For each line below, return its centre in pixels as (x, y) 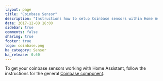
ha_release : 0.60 (23, 55)
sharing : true (19, 37)
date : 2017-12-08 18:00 (29, 23)
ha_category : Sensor (26, 50)
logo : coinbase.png (25, 46)
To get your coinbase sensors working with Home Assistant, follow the (76, 68)
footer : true (18, 41)
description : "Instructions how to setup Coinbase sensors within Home (79, 18)
